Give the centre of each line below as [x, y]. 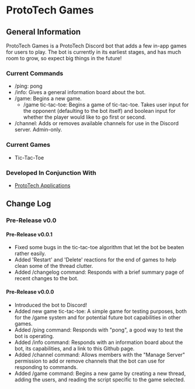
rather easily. [30, 254]
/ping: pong [28, 86]
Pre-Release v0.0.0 [30, 292]
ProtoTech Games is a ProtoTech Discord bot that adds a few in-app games [96, 46]
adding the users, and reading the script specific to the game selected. [100, 379]
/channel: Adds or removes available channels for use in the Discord [97, 123]
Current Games [28, 145]
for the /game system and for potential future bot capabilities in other [97, 317]
